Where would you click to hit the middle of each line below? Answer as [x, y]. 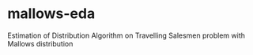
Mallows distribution [40, 43]
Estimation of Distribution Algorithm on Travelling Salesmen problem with [126, 35]
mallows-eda [51, 14]
